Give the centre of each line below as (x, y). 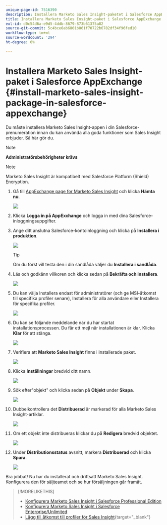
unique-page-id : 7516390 (31, 10)
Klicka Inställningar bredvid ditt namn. (52, 371)
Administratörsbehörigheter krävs (42, 157)
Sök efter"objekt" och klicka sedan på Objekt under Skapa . (73, 390)
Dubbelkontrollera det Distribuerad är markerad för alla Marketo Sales (84, 409)
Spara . (20, 457)
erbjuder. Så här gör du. (30, 138)
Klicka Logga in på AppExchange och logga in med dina (70, 215)
